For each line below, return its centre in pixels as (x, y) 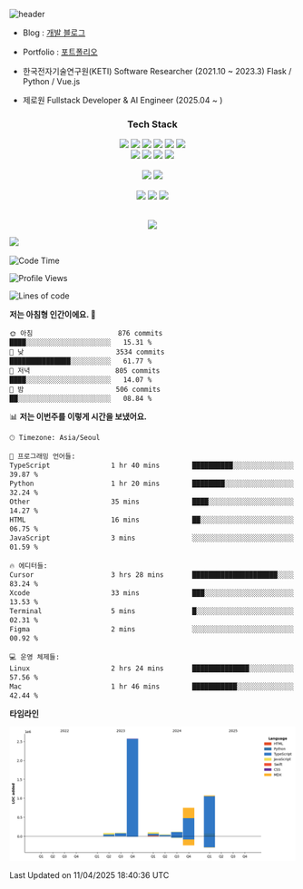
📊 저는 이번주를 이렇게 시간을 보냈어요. (78, 416)
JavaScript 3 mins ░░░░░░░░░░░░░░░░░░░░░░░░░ (152, 538)
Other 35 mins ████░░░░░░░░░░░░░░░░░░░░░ (152, 502)
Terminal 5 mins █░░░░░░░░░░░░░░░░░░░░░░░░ (152, 611)
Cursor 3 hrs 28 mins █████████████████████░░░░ (152, 575)
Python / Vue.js (51, 81)
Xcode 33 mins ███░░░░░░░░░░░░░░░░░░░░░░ (152, 593)
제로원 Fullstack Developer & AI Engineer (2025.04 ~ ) (122, 100)
